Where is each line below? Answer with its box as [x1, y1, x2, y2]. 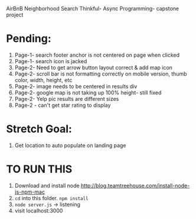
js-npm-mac [14, 188, 45, 195]
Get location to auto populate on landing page [14, 142, 126, 149]
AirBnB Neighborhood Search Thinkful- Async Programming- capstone [6, 5, 179, 12]
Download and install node [14, 182, 80, 189]
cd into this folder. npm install [14, 194, 89, 201]
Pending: [6, 32, 51, 45]
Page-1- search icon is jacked [14, 57, 87, 64]
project [6, 11, 24, 18]
